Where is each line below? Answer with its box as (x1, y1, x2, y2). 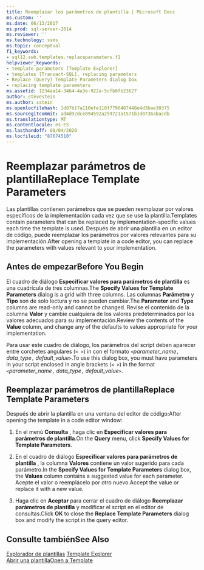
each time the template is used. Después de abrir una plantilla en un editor (6, 224, 192, 232)
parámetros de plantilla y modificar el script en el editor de (15, 504, 164, 511)
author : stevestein (6, 94, 56, 100)
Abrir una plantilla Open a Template (6, 557, 93, 564)
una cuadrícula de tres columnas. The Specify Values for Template (6, 284, 174, 292)
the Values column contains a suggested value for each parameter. (15, 472, 184, 480)
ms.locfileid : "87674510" (6, 133, 72, 140)
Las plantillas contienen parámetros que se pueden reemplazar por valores (6, 205, 194, 213)
